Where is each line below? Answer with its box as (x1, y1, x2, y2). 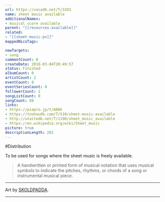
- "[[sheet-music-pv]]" (5, 35, 54, 40)
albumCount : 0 (5, 71, 34, 76)
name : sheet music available (5, 12, 65, 17)
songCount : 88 (5, 98, 34, 103)
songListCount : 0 (5, 94, 41, 99)
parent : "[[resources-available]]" (5, 25, 78, 30)
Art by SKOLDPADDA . (5, 187, 49, 193)
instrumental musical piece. (17, 173, 73, 179)
